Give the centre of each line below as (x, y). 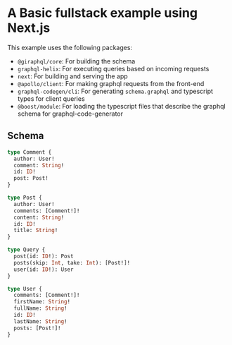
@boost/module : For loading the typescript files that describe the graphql (122, 106)
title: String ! (36, 231)
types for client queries (51, 98)
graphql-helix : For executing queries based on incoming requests (113, 68)
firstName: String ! (42, 302)
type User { (25, 289)
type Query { (26, 250)
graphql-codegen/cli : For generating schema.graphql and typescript (115, 91)
